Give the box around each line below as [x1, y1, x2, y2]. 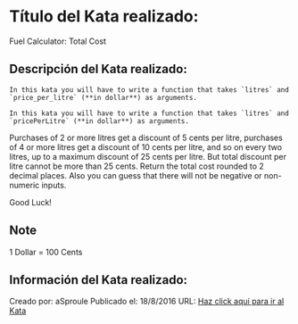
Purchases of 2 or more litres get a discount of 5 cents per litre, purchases [9, 132, 283, 143]
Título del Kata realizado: [9, 6, 199, 27]
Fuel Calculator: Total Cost [9, 36, 107, 46]
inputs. [41, 179, 67, 190]
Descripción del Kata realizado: [9, 62, 187, 77]
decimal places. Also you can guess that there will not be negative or [9, 170, 262, 180]
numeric [9, 179, 40, 190]
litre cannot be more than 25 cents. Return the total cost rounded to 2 [9, 161, 265, 171]
